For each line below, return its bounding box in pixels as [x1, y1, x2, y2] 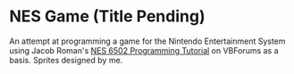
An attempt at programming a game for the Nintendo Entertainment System [9, 36, 286, 46]
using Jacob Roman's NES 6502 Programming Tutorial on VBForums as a [9, 45, 279, 55]
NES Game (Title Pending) [9, 6, 206, 27]
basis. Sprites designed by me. [9, 54, 123, 65]
